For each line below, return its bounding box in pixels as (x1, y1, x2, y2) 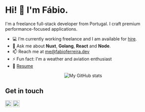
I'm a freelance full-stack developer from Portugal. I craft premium (5, 21, 141, 27)
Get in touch (5, 87, 44, 95)
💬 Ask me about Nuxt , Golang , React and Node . (12, 43, 111, 49)
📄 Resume (12, 63, 33, 69)
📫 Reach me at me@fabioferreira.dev (12, 48, 90, 54)
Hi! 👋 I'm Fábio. (5, 4, 68, 16)
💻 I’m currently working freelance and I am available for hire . (12, 36, 137, 41)
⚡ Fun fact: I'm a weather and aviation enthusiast (12, 56, 112, 62)
